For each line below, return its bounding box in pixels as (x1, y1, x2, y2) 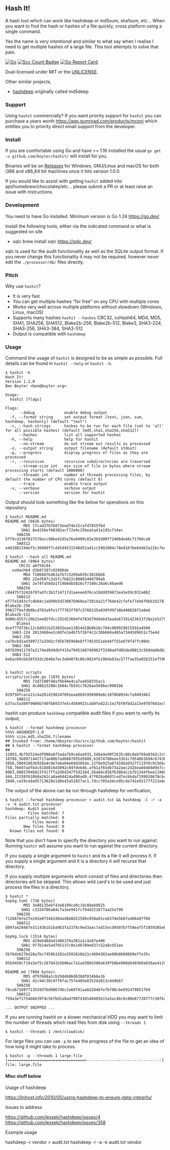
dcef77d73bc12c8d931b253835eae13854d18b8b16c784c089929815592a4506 (5, 626, 151, 631)
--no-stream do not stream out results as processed (18, 442, 151, 447)
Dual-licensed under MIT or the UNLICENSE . (5, 69, 99, 75)
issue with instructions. (5, 189, 54, 195)
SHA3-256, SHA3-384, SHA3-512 (12, 325, 83, 331)
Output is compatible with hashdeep (12, 331, 86, 337)
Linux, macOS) (12, 309, 44, 315)
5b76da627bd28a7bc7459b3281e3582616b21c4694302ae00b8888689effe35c (5, 952, 151, 957)
